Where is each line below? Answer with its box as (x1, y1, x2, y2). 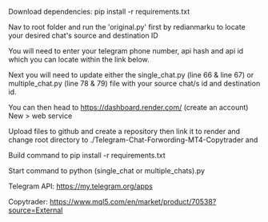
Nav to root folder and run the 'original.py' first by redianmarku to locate (8, 22, 246, 31)
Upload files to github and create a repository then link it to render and (8, 127, 241, 136)
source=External (8, 205, 63, 215)
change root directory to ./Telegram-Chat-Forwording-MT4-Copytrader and (8, 135, 258, 145)
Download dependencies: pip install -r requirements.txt (8, 7, 190, 16)
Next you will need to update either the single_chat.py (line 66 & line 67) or (8, 70, 254, 79)
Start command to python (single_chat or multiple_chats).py (8, 166, 206, 175)
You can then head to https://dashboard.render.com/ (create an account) (8, 103, 249, 112)
